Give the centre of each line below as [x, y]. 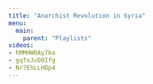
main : [25, 30]
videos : [21, 46]
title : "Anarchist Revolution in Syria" [77, 16]
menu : [17, 23]
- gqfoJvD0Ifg [32, 61]
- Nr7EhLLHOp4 [32, 68]
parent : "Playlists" [57, 38]
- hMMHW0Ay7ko [32, 53]
